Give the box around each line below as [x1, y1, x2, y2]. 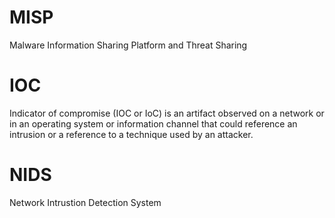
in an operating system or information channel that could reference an [9, 117, 298, 130]
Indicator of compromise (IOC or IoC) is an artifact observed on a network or [9, 107, 325, 119]
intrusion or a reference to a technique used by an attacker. [9, 128, 254, 140]
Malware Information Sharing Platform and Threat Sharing [9, 39, 248, 51]
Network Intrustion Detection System [9, 196, 162, 208]
